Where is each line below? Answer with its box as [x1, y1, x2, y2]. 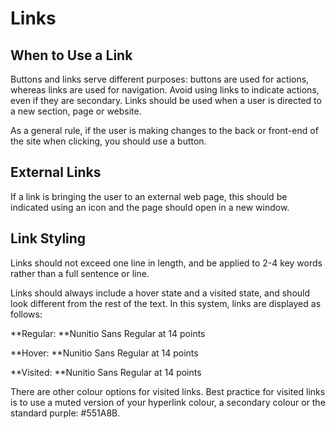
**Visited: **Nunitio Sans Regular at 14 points [10, 366, 202, 378]
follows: [10, 308, 43, 320]
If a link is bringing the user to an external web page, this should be [10, 190, 288, 202]
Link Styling [10, 230, 87, 247]
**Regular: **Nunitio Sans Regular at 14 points [10, 327, 206, 339]
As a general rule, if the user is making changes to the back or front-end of [10, 125, 319, 136]
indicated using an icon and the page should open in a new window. [10, 201, 290, 213]
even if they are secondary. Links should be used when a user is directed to [10, 95, 322, 106]
